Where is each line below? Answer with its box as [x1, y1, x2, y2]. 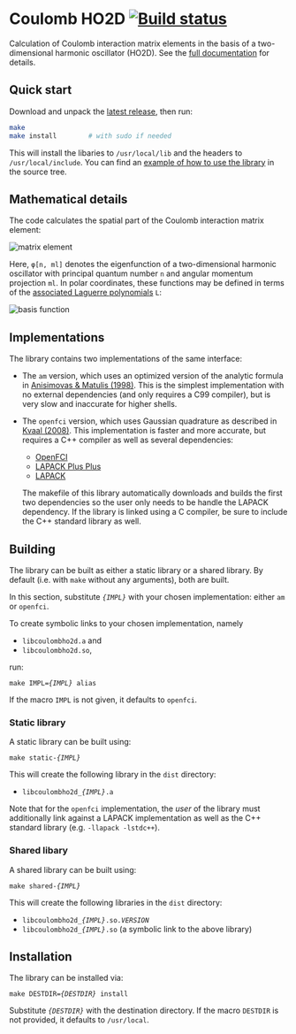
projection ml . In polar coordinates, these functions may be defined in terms [9, 278, 285, 288]
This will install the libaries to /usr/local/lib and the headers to [9, 147, 243, 158]
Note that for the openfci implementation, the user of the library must [9, 803, 261, 814]
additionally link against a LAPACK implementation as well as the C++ [9, 813, 262, 823]
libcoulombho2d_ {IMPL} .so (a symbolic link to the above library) [21, 923, 253, 934]
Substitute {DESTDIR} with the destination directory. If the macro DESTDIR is [9, 1005, 279, 1016]
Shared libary [9, 845, 69, 857]
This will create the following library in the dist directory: [9, 770, 216, 780]
